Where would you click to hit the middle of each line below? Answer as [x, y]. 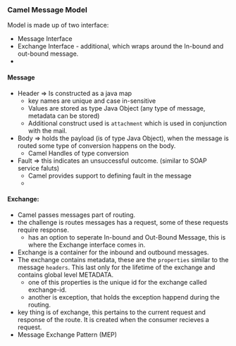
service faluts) [38, 168]
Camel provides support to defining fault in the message [110, 175]
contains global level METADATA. [66, 274]
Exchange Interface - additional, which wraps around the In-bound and [120, 47]
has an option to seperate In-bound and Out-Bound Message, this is [127, 237]
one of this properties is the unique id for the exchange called [117, 282]
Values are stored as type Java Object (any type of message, [117, 108]
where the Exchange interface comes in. [87, 245]
